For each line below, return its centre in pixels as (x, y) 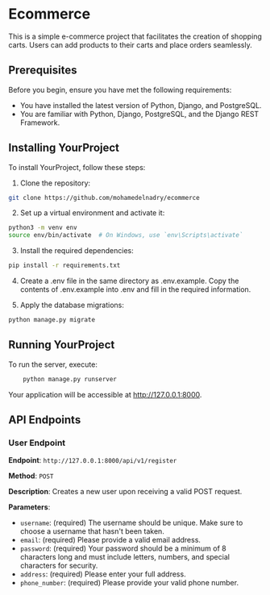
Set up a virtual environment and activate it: (92, 213)
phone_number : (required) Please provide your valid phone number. (129, 583)
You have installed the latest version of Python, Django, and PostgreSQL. (141, 105)
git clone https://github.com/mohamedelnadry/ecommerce (104, 198)
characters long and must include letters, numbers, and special (125, 557)
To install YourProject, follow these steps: (77, 167)
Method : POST (31, 476)
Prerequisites (43, 71)
